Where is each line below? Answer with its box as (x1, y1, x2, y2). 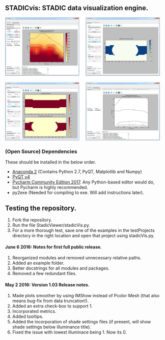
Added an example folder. (12, 260, 65, 266)
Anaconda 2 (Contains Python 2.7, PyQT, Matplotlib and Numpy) (12, 169, 142, 175)
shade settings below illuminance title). (12, 324, 91, 330)
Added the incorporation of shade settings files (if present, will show (12, 319, 151, 325)
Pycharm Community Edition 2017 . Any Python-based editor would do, (12, 179, 155, 185)
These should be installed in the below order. (5, 159, 96, 165)
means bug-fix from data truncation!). (12, 298, 89, 304)
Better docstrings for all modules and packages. (12, 265, 110, 271)
